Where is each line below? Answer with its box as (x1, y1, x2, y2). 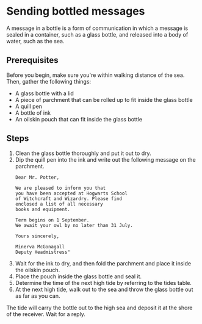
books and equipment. (15, 206, 70, 212)
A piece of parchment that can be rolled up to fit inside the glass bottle (15, 96, 193, 103)
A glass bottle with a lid (15, 90, 74, 97)
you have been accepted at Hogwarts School (15, 190, 128, 196)
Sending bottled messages (6, 4, 145, 18)
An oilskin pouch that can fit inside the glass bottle (15, 115, 142, 123)
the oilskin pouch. (15, 266, 60, 273)
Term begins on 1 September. (15, 217, 90, 223)
